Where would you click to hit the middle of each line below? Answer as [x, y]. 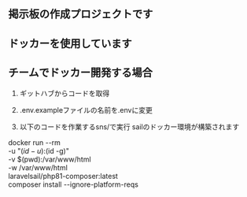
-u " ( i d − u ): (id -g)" [39, 151]
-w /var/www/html [38, 167]
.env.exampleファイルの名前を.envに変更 [86, 110]
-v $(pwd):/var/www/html [50, 159]
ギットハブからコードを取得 [65, 93]
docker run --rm [35, 142]
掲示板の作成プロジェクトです [81, 14]
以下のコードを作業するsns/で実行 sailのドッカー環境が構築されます [129, 126]
